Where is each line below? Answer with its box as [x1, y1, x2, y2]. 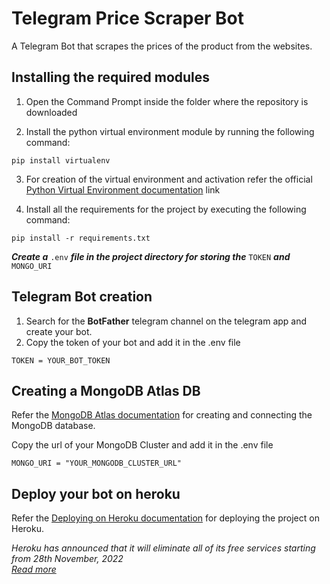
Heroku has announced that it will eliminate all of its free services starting [11, 542, 316, 554]
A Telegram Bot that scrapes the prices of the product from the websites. [11, 40, 313, 52]
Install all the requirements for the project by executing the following [25, 203, 307, 215]
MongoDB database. [11, 420, 96, 432]
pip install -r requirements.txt [11, 233, 151, 243]
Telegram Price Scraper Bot [11, 7, 245, 30]
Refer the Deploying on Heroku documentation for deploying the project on [11, 512, 320, 524]
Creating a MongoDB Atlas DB [11, 382, 201, 399]
